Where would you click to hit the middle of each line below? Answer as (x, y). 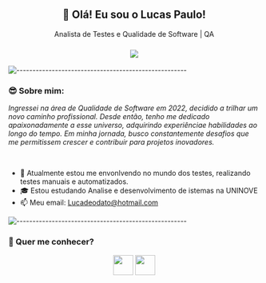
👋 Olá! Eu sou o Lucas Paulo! (134, 15)
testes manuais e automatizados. (74, 181)
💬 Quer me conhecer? (51, 242)
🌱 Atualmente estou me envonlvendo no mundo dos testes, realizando (135, 173)
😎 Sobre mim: (36, 91)
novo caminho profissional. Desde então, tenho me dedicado (109, 117)
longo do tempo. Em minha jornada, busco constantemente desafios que (129, 134)
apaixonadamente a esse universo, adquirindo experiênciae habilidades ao (133, 126)
